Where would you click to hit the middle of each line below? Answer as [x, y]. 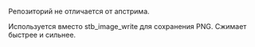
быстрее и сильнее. [42, 35]
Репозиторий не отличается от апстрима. [79, 11]
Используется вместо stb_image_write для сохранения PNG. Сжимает [127, 26]
